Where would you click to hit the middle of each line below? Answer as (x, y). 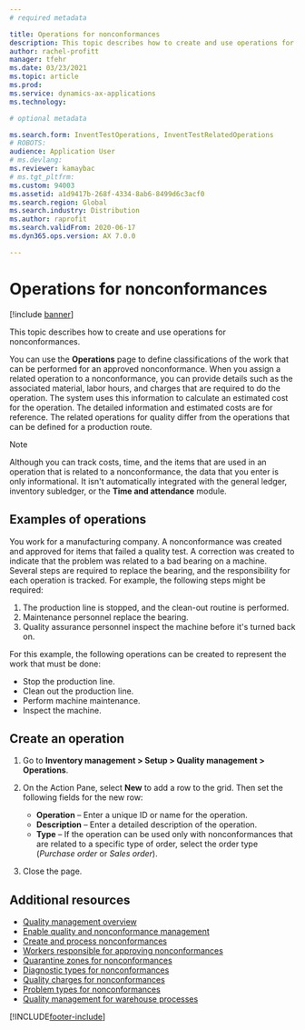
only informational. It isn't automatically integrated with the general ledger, (148, 481)
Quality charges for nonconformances (93, 980)
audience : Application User (63, 152)
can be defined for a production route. (81, 426)
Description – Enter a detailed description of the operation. (147, 825)
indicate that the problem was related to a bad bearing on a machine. (138, 561)
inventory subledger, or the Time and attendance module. (118, 491)
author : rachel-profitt (54, 51)
